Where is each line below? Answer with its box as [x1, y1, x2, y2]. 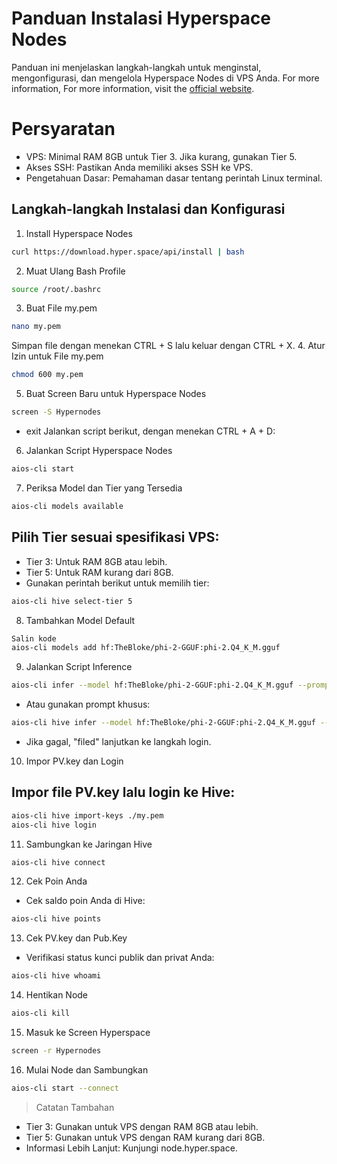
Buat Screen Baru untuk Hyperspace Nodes [25, 388, 207, 400]
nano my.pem [11, 322, 61, 332]
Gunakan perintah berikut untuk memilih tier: [25, 577, 210, 589]
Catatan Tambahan [35, 1101, 115, 1113]
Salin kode [11, 633, 57, 644]
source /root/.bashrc [11, 284, 102, 294]
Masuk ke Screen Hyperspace [25, 1027, 151, 1039]
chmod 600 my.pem [11, 370, 84, 380]
